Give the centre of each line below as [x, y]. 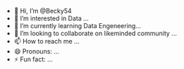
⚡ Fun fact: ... [33, 59]
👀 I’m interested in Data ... [51, 18]
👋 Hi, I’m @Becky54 [43, 11]
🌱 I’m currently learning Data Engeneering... [78, 26]
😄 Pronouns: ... [37, 51]
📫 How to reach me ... [47, 41]
